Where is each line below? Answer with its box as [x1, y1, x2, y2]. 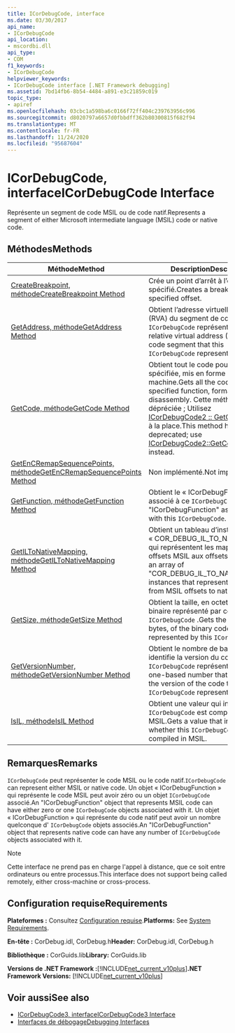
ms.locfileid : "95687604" [7, 140, 83, 147]
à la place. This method [148, 421, 223, 431]
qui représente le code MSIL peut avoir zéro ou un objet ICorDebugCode [7, 790, 211, 799]
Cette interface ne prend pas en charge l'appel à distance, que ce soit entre [7, 862, 226, 871]
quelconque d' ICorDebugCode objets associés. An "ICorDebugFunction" [7, 821, 211, 829]
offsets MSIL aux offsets [148, 551, 229, 561]
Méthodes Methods [7, 243, 93, 255]
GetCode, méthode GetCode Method [10, 403, 130, 413]
